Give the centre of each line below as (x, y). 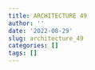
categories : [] (34, 46)
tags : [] (23, 53)
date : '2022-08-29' (41, 31)
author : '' (26, 23)
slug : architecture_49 (46, 38)
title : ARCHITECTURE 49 (48, 16)
